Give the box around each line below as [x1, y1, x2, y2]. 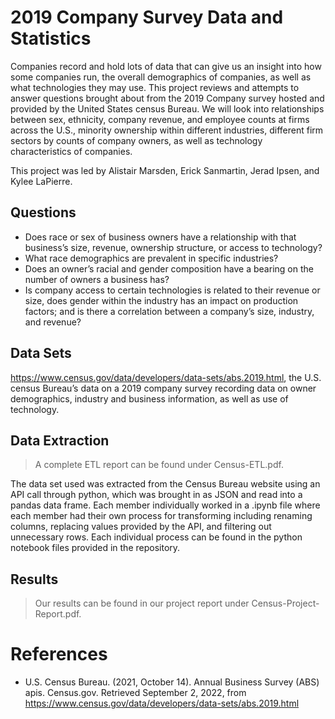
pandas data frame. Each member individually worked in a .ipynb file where [10, 499, 321, 511]
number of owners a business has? [24, 273, 170, 285]
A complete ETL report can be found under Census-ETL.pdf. [34, 459, 284, 471]
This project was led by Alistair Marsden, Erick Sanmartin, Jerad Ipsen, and [10, 164, 320, 176]
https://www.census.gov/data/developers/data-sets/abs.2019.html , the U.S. [10, 371, 322, 383]
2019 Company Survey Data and [10, 6, 284, 29]
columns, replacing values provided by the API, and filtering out [10, 521, 272, 533]
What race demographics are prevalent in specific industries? [24, 252, 279, 264]
